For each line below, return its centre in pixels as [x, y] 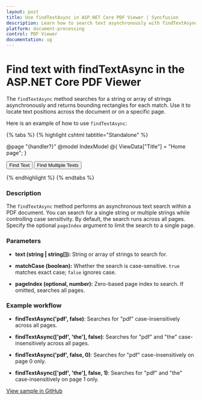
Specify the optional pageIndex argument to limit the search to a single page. [101, 225]
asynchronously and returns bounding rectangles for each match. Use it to [99, 105]
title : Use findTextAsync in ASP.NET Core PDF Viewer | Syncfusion [93, 17]
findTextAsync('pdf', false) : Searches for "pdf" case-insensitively [97, 318]
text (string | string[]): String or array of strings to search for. [91, 254]
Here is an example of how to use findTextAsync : [67, 123]
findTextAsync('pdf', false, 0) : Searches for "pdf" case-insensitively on [104, 354]
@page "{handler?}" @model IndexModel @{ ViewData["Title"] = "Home [96, 146]
